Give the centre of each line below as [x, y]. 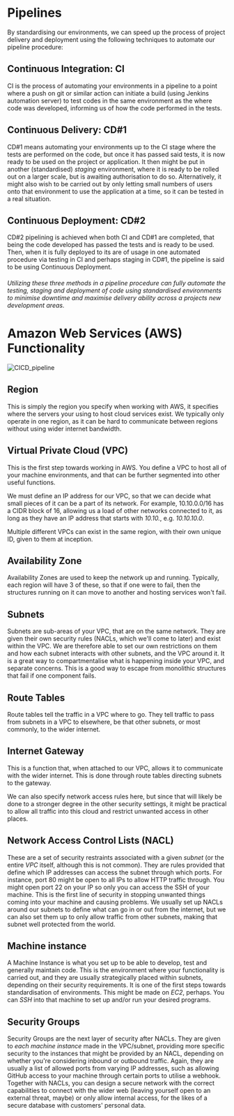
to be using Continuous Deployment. [60, 267]
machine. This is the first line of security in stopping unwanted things [106, 894]
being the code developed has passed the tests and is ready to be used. [111, 245]
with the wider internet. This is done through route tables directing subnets [115, 775]
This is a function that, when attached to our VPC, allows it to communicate [115, 768]
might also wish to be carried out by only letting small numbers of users [110, 184]
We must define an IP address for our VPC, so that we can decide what [109, 496]
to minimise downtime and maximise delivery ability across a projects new [114, 297]
